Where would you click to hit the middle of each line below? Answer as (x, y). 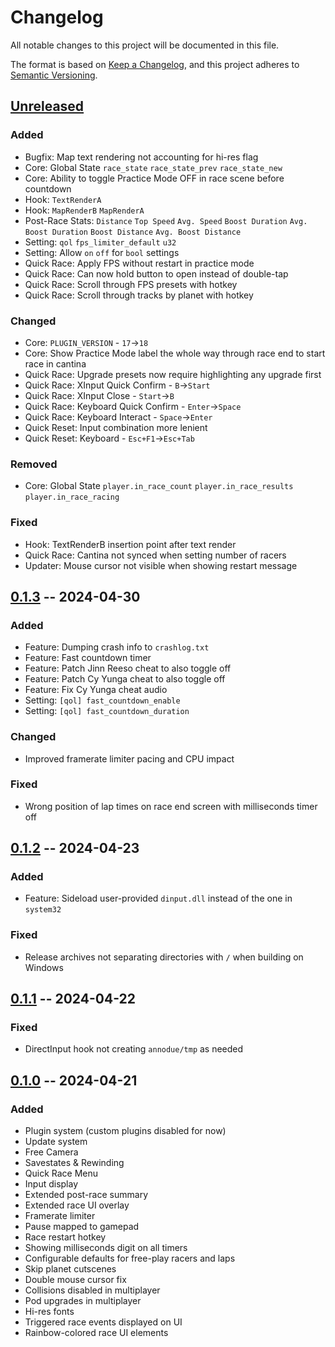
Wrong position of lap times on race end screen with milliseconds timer (171, 806)
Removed (34, 464)
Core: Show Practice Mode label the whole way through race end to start (175, 353)
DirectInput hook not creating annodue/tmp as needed (134, 1049)
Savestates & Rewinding (74, 1163)
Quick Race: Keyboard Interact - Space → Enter (118, 417)
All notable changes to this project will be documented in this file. (145, 45)
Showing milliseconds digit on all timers (106, 1248)
